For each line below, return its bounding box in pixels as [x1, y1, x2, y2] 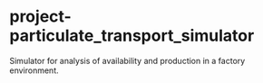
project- [9, 6, 73, 27]
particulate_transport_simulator [9, 25, 255, 46]
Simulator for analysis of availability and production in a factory [9, 55, 246, 66]
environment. [9, 65, 59, 76]
